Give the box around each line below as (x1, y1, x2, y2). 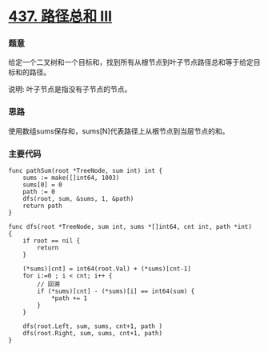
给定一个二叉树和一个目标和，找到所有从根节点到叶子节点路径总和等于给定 (8, 58, 254, 67)
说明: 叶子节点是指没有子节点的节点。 (8, 85, 132, 94)
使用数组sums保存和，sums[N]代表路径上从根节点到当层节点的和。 (8, 126, 230, 136)
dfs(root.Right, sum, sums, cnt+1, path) (22, 330, 162, 338)
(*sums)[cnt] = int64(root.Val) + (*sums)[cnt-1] (22, 265, 192, 273)
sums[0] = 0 (22, 181, 62, 189)
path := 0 (22, 188, 56, 196)
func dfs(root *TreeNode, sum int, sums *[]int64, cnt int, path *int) (8, 223, 252, 231)
